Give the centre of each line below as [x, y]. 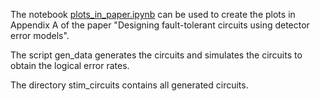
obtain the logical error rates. [70, 65]
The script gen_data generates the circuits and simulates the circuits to [156, 55]
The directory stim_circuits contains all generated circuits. [129, 85]
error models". [40, 35]
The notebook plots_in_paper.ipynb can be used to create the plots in [153, 14]
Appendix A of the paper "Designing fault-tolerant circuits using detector [160, 25]
